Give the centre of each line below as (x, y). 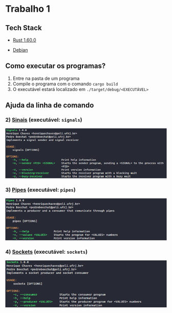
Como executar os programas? (56, 66)
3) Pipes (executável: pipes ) (40, 190)
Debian (20, 50)
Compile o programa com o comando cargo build (65, 84)
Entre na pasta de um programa (46, 78)
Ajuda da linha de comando (50, 105)
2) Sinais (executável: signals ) (44, 120)
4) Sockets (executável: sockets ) (47, 252)
